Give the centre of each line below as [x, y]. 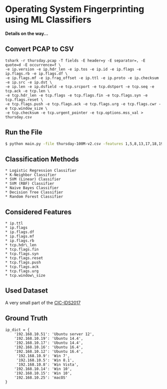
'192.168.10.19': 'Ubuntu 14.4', [49, 338]
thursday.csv [19, 117]
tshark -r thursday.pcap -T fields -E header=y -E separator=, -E [75, 61]
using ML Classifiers [48, 20]
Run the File [24, 132]
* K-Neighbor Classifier [31, 175]
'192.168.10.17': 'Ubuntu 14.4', [49, 343]
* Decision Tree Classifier [34, 192]
